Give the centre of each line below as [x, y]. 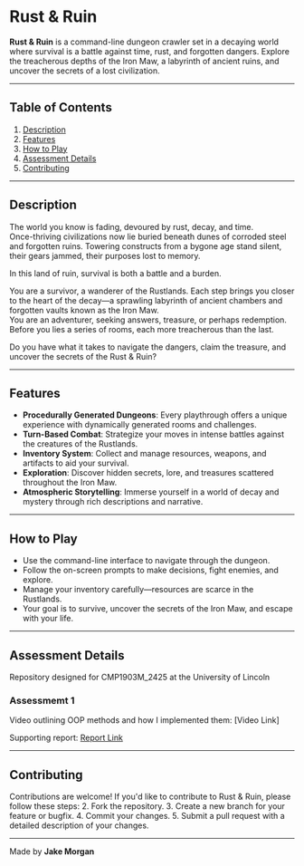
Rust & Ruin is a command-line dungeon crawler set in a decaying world [144, 42]
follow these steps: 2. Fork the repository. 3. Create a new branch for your [147, 806]
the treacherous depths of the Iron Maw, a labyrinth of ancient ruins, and [144, 61]
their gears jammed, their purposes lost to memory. [105, 255]
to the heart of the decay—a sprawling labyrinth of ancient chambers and [146, 300]
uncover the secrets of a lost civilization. [85, 71]
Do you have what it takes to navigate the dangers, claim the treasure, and [148, 347]
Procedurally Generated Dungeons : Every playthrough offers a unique [155, 415]
